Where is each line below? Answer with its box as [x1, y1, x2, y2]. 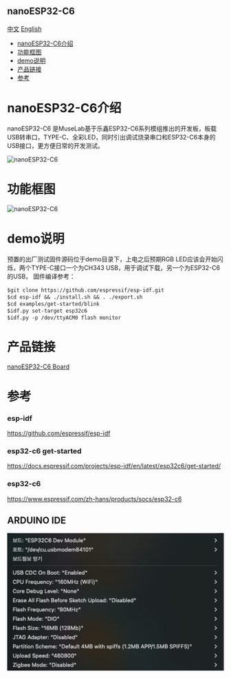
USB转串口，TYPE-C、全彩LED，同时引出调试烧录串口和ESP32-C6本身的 [7, 133, 216, 141]
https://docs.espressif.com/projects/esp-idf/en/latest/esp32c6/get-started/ [7, 462, 221, 470]
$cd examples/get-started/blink [7, 300, 100, 307]
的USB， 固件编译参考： [7, 272, 76, 281]
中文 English [7, 24, 42, 33]
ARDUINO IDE [7, 515, 67, 527]
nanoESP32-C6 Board [7, 362, 70, 371]
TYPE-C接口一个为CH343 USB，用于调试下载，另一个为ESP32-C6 [30, 263, 221, 272]
